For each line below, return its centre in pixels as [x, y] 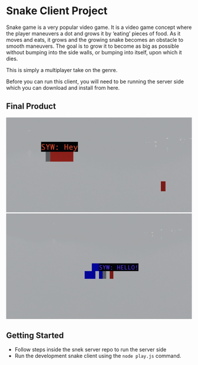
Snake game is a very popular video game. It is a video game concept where [99, 27]
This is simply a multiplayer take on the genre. [62, 70]
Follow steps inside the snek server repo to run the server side [90, 350]
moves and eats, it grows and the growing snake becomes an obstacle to [95, 40]
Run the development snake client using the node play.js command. [98, 356]
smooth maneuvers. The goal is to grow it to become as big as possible [93, 46]
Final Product [31, 107]
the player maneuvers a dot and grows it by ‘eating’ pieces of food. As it [93, 33]
